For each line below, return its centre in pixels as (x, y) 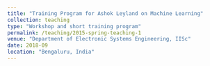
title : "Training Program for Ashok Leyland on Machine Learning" (105, 13)
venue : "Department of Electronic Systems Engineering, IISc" (99, 39)
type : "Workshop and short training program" (74, 26)
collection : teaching (39, 20)
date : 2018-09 (28, 45)
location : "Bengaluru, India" (51, 52)
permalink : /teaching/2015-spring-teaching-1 (74, 33)
